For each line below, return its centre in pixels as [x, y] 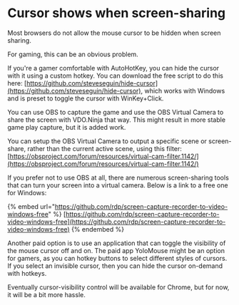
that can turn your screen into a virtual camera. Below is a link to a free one [118, 185]
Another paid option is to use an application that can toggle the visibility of [117, 243]
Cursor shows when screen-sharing [117, 13]
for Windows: [27, 192]
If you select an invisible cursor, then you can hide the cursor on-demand [115, 266]
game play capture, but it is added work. [67, 127]
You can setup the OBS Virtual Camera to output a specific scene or [107, 141]
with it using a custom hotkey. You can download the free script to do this [115, 76]
